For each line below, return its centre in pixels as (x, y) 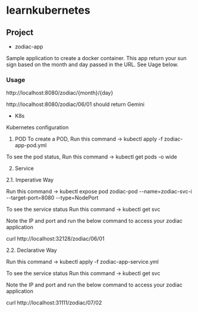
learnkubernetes (48, 10)
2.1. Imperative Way (30, 180)
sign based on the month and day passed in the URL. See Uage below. (92, 64)
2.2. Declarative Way (32, 250)
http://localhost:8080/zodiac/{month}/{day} (60, 93)
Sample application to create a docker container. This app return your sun (97, 58)
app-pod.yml (31, 145)
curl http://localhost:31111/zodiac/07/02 (54, 303)
